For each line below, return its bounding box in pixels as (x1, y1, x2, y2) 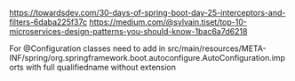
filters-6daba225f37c (9, 17, 87, 27)
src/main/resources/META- (167, 43, 267, 54)
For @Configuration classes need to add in (9, 43, 166, 54)
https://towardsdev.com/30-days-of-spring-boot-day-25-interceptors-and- (9, 8, 286, 18)
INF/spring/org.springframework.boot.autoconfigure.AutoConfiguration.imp (9, 53, 286, 63)
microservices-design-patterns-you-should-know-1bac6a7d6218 (9, 26, 248, 36)
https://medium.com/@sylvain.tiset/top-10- (88, 17, 247, 27)
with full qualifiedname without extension (25, 62, 176, 72)
